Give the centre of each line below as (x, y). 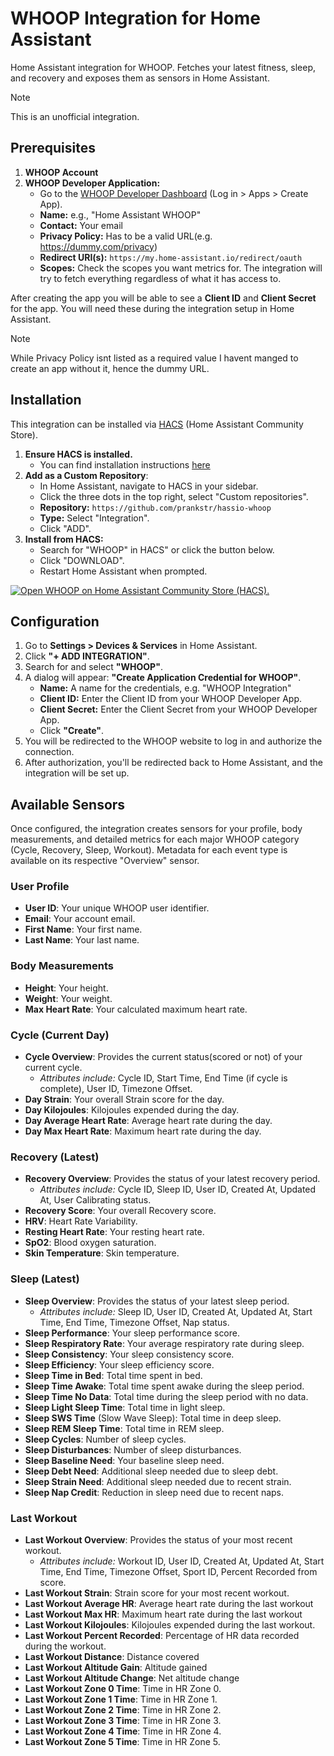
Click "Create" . (72, 731)
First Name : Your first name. (83, 929)
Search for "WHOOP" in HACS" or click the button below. (157, 549)
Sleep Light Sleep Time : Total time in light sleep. (125, 1407)
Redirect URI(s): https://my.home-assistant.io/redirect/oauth (171, 257)
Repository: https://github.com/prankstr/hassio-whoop (155, 507)
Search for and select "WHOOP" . (93, 667)
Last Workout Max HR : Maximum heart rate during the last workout (163, 1614)
